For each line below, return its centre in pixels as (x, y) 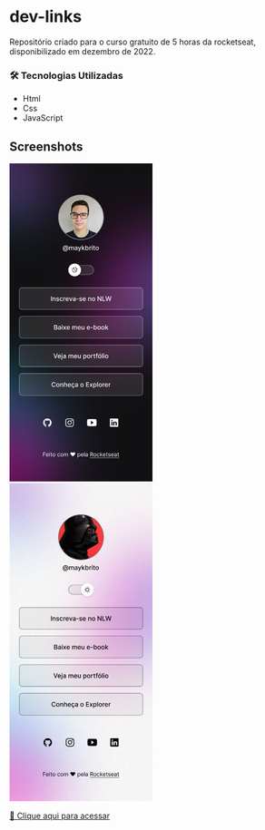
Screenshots (46, 146)
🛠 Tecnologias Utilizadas (67, 75)
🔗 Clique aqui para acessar (60, 815)
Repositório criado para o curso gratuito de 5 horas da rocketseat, (133, 42)
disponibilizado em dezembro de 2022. (83, 51)
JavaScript (43, 118)
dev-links (46, 17)
